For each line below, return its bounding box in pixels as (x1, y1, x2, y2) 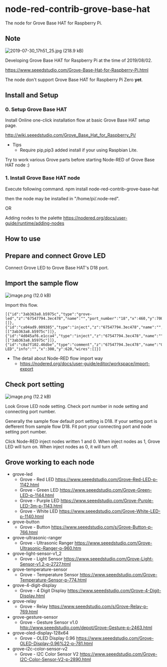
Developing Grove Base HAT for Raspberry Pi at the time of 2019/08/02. (5, 57, 153, 63)
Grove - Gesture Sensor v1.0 (19, 619, 78, 626)
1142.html (19, 482, 40, 488)
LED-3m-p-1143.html (19, 503, 63, 509)
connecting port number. (5, 408, 56, 414)
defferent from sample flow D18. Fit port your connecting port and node (5, 423, 152, 429)
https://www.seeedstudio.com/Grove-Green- (59, 487, 152, 493)
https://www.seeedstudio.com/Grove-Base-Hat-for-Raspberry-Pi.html (5, 67, 149, 73)
